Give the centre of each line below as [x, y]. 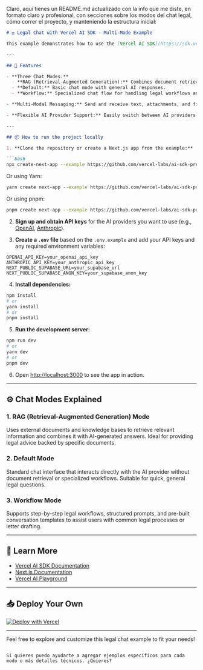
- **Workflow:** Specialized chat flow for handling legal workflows [101, 93]
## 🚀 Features [24, 65]
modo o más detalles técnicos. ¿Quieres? [59, 661]
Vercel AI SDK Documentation [52, 565]
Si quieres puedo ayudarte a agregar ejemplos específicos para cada [96, 655]
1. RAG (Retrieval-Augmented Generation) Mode [78, 416]
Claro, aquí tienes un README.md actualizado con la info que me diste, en [99, 9]
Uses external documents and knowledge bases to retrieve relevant [90, 430]
